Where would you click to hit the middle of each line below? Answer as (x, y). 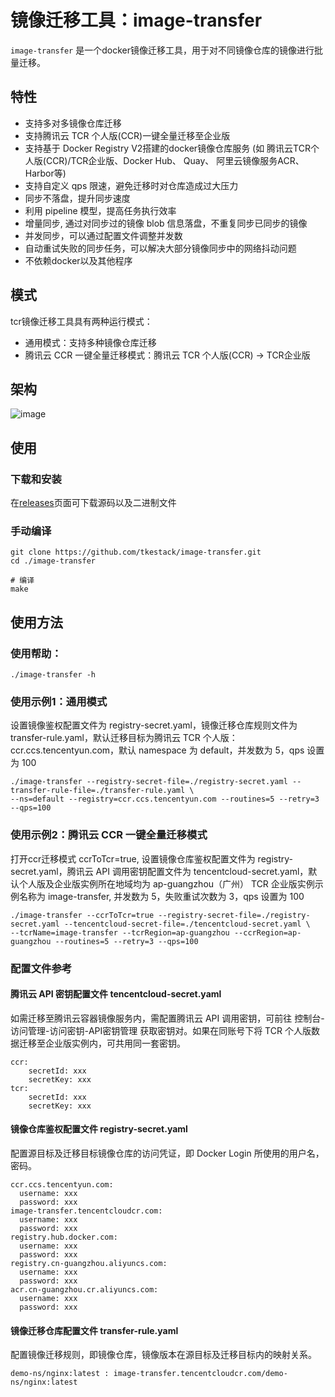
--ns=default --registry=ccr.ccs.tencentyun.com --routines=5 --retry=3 (165, 799)
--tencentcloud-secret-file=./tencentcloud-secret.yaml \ (187, 924)
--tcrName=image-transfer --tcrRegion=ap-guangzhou (120, 932)
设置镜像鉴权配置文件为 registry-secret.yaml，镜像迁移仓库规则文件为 (154, 725)
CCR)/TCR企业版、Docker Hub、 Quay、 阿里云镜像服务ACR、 (175, 160)
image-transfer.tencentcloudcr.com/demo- (200, 1374)
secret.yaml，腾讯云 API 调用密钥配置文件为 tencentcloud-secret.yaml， (159, 871)
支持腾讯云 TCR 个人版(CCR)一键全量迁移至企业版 (127, 135)
